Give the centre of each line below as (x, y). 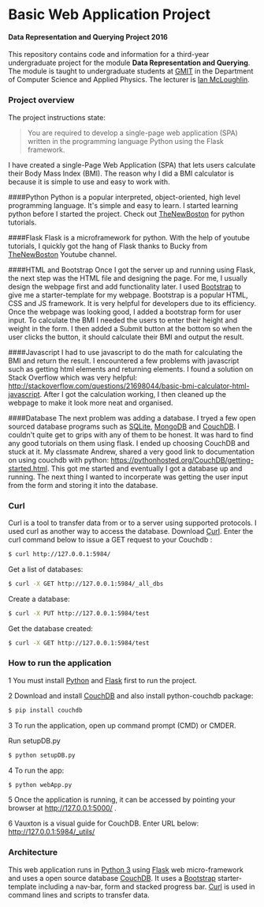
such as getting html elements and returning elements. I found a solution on (131, 368)
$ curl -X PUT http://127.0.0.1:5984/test (79, 613)
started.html (28, 468)
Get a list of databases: (46, 569)
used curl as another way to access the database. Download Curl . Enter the (131, 531)
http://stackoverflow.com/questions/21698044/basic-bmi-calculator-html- (129, 386)
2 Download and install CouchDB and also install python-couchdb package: (131, 695)
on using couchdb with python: (59, 459)
